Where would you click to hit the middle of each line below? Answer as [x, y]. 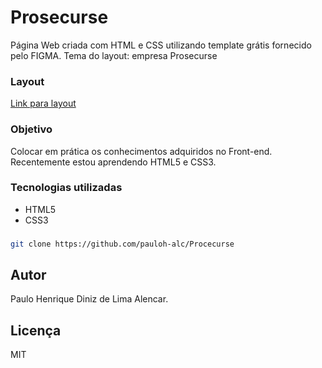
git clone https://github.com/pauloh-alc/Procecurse [122, 244]
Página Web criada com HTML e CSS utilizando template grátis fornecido [161, 45]
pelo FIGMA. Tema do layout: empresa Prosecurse [114, 55]
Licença [36, 330]
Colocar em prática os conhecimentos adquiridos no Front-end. [141, 151]
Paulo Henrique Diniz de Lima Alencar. [89, 299]
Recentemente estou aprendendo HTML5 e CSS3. [113, 162]
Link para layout [43, 103]
